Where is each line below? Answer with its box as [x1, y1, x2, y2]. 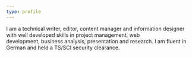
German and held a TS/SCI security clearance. [6, 44, 120, 51]
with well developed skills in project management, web [6, 31, 140, 39]
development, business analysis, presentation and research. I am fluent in [6, 37, 187, 45]
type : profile [6, 8, 42, 15]
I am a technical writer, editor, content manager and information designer [6, 25, 185, 32]
